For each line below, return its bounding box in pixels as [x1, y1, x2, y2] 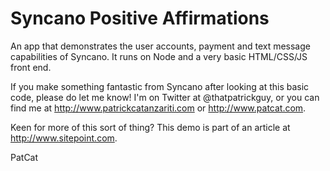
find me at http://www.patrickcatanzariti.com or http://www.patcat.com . [10, 102, 307, 114]
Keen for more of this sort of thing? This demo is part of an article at [10, 121, 291, 133]
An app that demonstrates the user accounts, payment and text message [10, 40, 311, 52]
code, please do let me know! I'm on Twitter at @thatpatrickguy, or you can [10, 91, 320, 103]
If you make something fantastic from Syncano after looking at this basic [10, 80, 310, 92]
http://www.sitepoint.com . [10, 132, 118, 144]
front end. [10, 61, 52, 73]
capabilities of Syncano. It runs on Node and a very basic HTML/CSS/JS [10, 50, 308, 62]
